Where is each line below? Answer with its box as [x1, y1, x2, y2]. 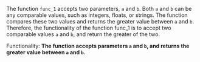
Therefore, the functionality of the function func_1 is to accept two [6, 24, 171, 31]
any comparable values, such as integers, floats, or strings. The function [6, 11, 188, 19]
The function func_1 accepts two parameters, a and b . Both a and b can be [6, 5, 192, 12]
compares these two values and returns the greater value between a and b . [6, 18, 195, 25]
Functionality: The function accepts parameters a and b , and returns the [6, 42, 190, 49]
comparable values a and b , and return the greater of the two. [6, 31, 160, 38]
